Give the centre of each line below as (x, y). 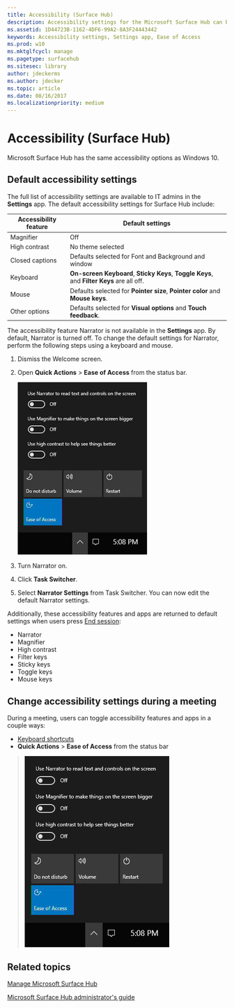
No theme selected (97, 246)
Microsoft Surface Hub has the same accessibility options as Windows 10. (113, 158)
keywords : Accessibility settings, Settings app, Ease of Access (104, 37)
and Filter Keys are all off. (107, 281)
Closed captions (33, 260)
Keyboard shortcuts (46, 739)
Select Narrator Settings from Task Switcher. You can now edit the (114, 593)
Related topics (39, 967)
